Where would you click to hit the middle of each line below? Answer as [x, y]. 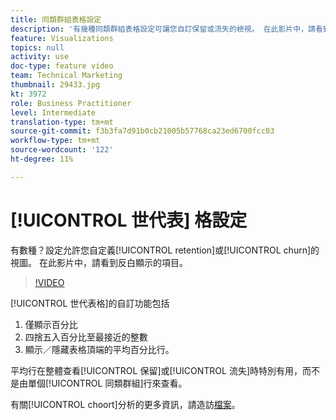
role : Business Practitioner [71, 103]
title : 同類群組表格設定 [56, 19]
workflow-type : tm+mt [55, 141]
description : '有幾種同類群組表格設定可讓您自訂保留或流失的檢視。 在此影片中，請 [163, 29]
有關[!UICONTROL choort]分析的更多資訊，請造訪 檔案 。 [125, 404]
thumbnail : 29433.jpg [55, 85]
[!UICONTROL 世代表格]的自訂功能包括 [90, 303]
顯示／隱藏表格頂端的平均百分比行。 [99, 349]
